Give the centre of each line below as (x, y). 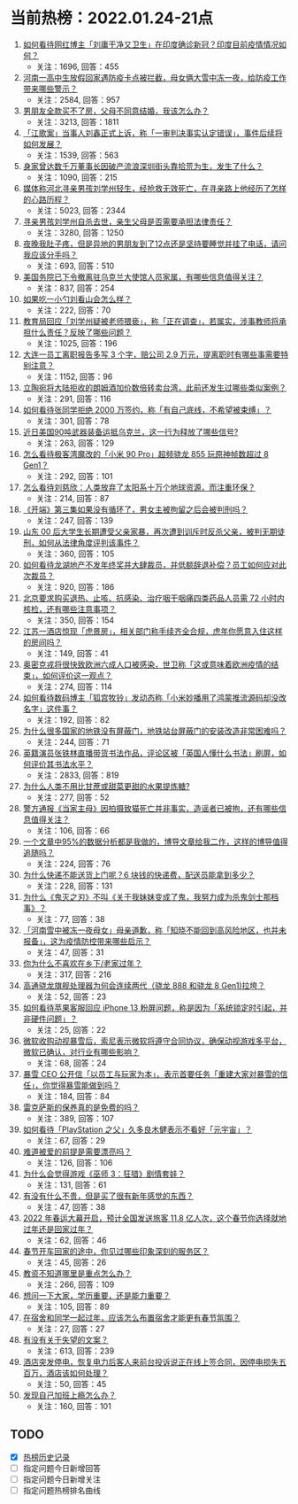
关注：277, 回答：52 (73, 797)
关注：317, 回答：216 (73, 974)
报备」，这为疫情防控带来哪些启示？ (87, 941)
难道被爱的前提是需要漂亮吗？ (77, 1151)
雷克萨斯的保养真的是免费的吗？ (81, 1107)
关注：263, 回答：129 (75, 443)
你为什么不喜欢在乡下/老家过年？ (82, 963)
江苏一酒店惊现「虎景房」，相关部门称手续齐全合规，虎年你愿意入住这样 (153, 631)
